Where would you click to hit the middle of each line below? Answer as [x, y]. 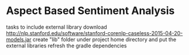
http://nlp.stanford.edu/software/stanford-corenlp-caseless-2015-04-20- [94, 33]
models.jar [19, 39]
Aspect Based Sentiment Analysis [90, 11]
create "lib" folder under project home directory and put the [104, 39]
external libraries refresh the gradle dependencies [66, 46]
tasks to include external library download [56, 27]
